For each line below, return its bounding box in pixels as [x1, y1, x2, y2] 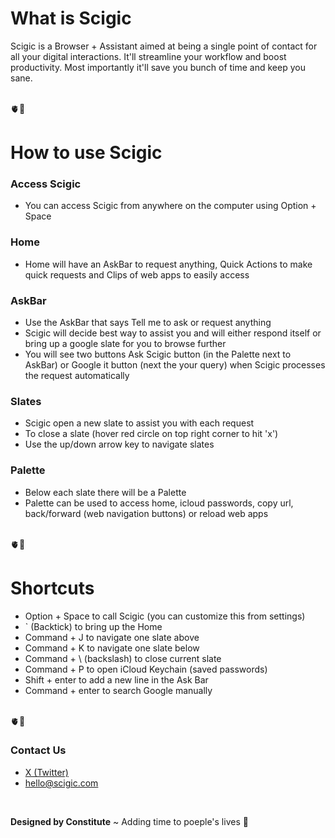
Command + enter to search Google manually [24, 684, 213, 696]
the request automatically [24, 370, 130, 382]
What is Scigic [10, 7, 132, 30]
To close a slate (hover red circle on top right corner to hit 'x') [24, 428, 279, 440]
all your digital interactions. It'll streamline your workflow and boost [10, 50, 287, 62]
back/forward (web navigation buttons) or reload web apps [24, 507, 269, 519]
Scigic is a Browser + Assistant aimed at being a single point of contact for [10, 40, 318, 52]
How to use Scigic [10, 142, 163, 164]
